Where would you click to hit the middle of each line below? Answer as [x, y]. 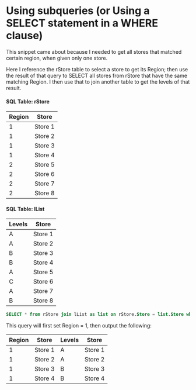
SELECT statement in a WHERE [82, 23]
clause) [24, 36]
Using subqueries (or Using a [78, 11]
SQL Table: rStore [28, 101]
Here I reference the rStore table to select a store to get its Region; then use [97, 69]
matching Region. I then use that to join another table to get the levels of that [98, 82]
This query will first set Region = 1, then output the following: [79, 326]
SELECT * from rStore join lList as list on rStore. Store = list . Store [95, 315]
